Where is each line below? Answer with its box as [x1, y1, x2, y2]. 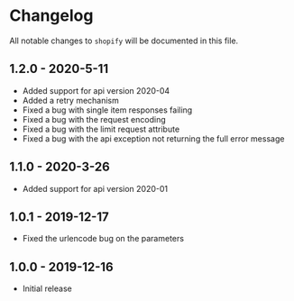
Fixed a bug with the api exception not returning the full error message [22, 132, 285, 144]
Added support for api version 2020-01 [22, 183, 169, 194]
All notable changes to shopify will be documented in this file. [9, 35, 239, 46]
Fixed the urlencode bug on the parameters [22, 233, 185, 244]
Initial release [22, 283, 72, 294]
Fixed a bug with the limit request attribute [22, 123, 180, 134]
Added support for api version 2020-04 [22, 85, 170, 96]
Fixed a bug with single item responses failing [22, 105, 193, 115]
